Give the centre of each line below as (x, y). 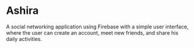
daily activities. (24, 39)
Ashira (23, 11)
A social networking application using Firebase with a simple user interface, (97, 27)
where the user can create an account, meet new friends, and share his (92, 32)
